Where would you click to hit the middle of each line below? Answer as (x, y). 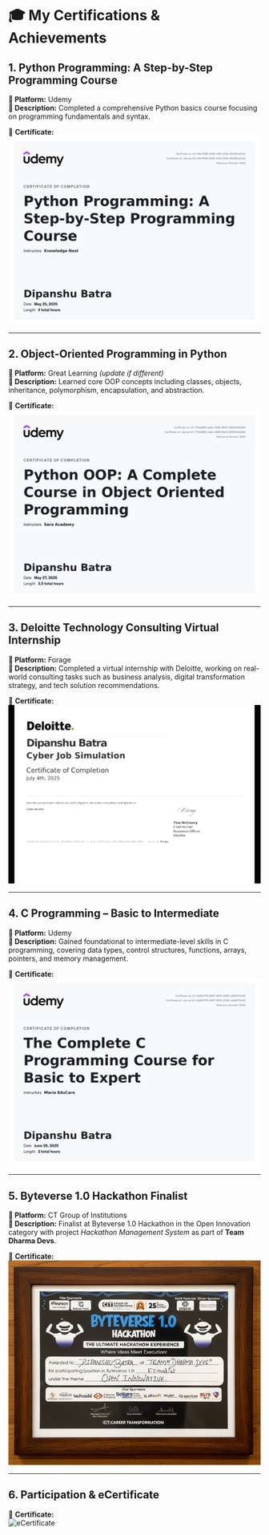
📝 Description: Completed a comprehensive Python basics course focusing (133, 108)
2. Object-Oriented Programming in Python (118, 354)
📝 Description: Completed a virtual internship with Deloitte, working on (125, 668)
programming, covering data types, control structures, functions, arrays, (127, 950)
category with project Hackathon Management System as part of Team (126, 1233)
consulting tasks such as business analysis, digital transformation (137, 676)
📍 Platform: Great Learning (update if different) (86, 373)
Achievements (58, 38)
